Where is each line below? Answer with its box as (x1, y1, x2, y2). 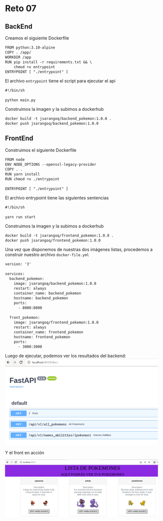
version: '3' (5, 261, 32, 266)
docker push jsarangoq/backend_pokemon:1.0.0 (5, 121, 98, 126)
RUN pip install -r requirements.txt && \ (5, 60, 92, 65)
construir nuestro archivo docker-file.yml (5, 251, 89, 258)
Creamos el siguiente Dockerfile (5, 35, 69, 41)
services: (5, 271, 25, 276)
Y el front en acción (5, 450, 45, 456)
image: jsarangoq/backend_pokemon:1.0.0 (14, 281, 97, 286)
